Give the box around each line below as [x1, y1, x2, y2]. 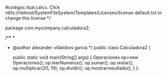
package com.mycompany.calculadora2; [5, 25, 90, 31]
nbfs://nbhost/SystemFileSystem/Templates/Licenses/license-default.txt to [5, 10, 162, 16]
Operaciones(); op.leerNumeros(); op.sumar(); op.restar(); [12, 60, 134, 65]
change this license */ [5, 15, 51, 21]
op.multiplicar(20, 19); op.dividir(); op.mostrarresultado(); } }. [12, 65, 140, 71]
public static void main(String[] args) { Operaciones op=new [12, 54, 138, 60]
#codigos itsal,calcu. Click [5, 5, 60, 10]
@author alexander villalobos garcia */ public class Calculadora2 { [12, 45, 151, 50]
